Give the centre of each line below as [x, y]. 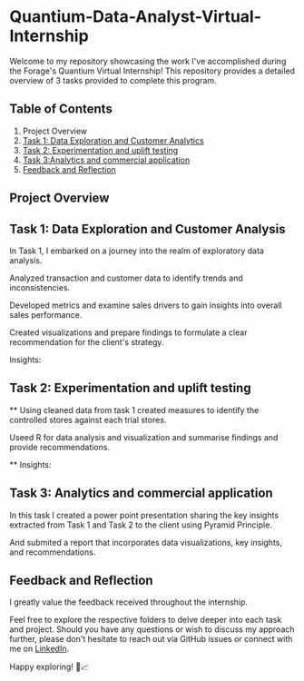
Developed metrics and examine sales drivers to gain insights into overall [146, 305]
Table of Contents [61, 109]
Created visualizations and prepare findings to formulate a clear [128, 332]
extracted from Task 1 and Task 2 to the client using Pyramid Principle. [141, 525]
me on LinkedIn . [39, 649]
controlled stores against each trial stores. [88, 419]
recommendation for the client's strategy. [87, 341]
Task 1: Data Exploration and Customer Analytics [113, 140]
